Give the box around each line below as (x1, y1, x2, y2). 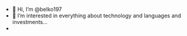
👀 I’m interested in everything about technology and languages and (12, 12, 182, 19)
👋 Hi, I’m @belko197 (12, 6, 62, 13)
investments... (12, 19, 48, 25)
